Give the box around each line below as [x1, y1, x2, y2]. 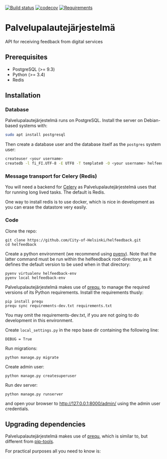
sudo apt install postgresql [5, 132, 66, 137]
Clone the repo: [5, 228, 37, 234]
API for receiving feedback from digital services [5, 38, 103, 44]
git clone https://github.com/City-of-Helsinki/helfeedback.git [5, 237, 141, 242]
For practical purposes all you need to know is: [5, 448, 101, 454]
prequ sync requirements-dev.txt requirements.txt [5, 303, 112, 308]
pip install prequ [5, 299, 43, 304]
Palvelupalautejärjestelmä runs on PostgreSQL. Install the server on [5, 117, 143, 123]
